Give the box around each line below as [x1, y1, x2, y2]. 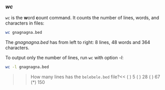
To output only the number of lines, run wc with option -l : [5, 55, 124, 61]
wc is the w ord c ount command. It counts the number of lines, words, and [5, 15, 159, 21]
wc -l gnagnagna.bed [5, 64, 50, 70]
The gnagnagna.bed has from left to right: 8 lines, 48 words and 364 [5, 39, 151, 46]
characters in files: [5, 20, 44, 26]
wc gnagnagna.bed [5, 30, 42, 35]
